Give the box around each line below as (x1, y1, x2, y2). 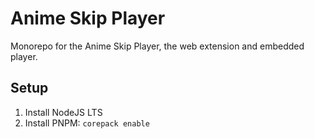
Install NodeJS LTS (24, 106, 103, 118)
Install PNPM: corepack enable (24, 117, 150, 129)
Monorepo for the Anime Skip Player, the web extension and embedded (10, 40, 305, 52)
